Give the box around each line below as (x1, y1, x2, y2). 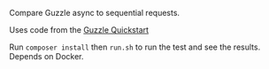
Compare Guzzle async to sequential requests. (9, 8, 180, 18)
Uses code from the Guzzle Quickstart (9, 25, 149, 34)
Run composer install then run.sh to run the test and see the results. (9, 42, 261, 52)
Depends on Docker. (9, 51, 84, 61)
